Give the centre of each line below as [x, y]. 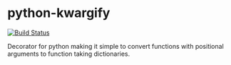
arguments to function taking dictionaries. [69, 54]
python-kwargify [59, 13]
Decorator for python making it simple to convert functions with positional [116, 46]
